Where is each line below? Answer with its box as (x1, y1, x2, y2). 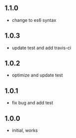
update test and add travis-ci (11, 45, 72, 51)
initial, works (11, 128, 38, 134)
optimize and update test (11, 72, 63, 78)
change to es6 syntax (11, 17, 57, 23)
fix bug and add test (11, 100, 53, 106)
